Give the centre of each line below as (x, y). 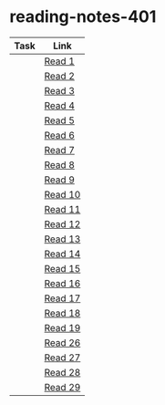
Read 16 (62, 283)
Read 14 (62, 254)
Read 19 (62, 327)
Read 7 (60, 150)
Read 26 (62, 342)
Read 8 (60, 164)
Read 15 (62, 268)
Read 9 (60, 180)
